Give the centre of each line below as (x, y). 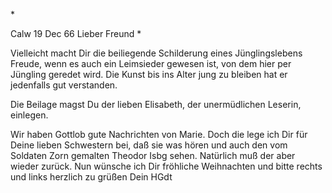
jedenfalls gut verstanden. (64, 85)
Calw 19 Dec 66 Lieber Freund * (76, 33)
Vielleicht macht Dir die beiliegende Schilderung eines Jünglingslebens (156, 53)
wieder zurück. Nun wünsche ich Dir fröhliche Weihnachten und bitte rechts (166, 166)
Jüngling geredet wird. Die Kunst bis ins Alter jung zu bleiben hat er (149, 74)
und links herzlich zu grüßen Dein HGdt (91, 177)
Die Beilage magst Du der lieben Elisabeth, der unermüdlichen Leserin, (156, 104)
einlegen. (29, 115)
